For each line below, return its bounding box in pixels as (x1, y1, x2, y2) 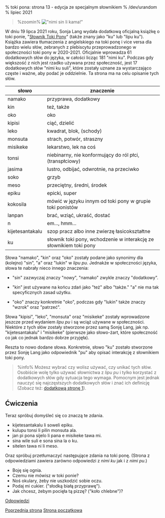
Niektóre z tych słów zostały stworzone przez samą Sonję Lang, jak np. (5, 324, 149, 330)
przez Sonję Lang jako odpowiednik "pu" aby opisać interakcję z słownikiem (5, 350, 160, 355)
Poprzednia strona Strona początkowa (5, 507, 82, 513)
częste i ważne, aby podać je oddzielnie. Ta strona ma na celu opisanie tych (5, 70, 159, 76)
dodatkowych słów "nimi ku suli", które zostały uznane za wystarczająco (5, 65, 152, 71)
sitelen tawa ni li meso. (12, 443, 59, 449)
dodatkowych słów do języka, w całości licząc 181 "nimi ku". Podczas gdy (5, 55, 154, 61)
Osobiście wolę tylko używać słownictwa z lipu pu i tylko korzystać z (17, 369, 157, 375)
